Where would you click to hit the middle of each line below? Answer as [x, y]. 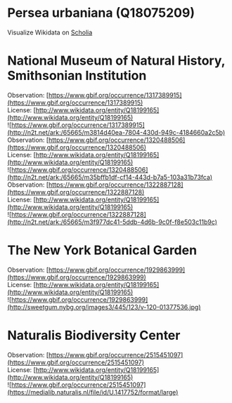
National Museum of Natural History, [116, 61]
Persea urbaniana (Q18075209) [101, 13]
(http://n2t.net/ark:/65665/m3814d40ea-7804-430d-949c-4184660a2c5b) [116, 132]
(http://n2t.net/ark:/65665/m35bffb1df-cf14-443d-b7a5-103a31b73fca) [110, 177]
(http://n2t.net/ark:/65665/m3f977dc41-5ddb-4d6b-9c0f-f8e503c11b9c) [112, 222]
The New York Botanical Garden [102, 250]
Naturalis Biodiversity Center [94, 336]
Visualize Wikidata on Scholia [50, 32]
